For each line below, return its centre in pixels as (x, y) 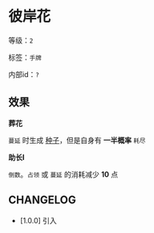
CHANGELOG (42, 200)
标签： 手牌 (25, 57)
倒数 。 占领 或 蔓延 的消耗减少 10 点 (63, 174)
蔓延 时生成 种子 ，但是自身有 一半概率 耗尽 (77, 140)
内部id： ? (24, 74)
